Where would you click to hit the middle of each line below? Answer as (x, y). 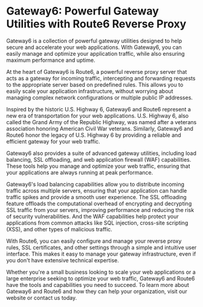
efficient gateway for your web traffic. (53, 141)
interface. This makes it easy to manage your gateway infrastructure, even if (101, 254)
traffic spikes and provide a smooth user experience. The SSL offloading (97, 197)
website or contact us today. (42, 297)
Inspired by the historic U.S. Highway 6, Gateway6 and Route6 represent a (99, 109)
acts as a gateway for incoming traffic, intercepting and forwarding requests (101, 78)
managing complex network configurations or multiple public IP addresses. (100, 97)
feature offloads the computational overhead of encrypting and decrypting (99, 203)
